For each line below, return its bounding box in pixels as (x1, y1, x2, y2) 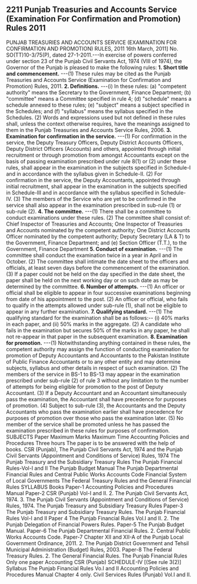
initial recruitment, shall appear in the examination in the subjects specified (6, 183, 188, 190)
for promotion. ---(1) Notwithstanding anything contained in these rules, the (6, 339, 191, 347)
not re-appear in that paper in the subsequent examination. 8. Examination (6, 333, 188, 340)
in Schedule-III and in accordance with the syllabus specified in (6, 189, 160, 196)
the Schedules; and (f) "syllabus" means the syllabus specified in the (6, 107, 173, 114)
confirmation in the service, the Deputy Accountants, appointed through (6, 176, 181, 183)
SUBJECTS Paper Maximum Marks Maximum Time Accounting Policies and (6, 433, 189, 440)
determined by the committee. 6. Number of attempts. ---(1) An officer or (6, 283, 185, 290)
